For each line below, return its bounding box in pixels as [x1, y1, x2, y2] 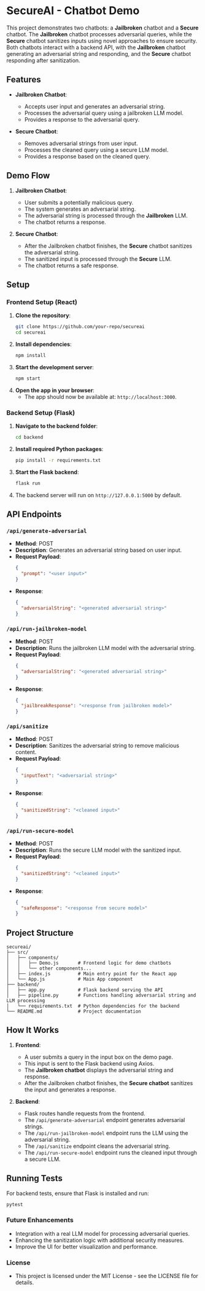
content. [15, 748, 37, 756]
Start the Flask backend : [15, 468, 79, 476]
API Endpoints [6, 509, 62, 520]
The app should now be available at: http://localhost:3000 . [24, 393, 177, 400]
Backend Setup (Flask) [6, 408, 75, 417]
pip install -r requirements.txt [15, 457, 101, 463]
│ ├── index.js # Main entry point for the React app [6, 971, 177, 977]
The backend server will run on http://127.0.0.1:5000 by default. [15, 491, 182, 498]
